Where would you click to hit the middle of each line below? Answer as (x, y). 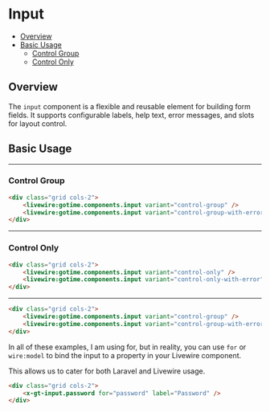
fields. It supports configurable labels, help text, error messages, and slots (131, 115)
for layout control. (38, 123)
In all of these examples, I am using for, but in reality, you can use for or (127, 347)
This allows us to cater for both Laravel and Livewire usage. (107, 371)
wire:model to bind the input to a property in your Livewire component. (125, 355)
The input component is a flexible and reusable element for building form (130, 106)
